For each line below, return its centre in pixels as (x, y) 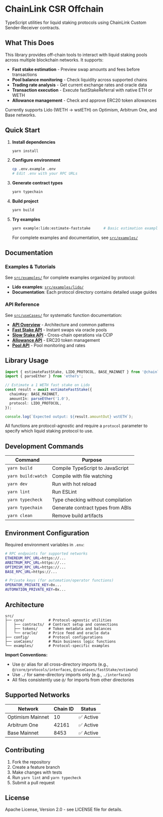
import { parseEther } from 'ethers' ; (44, 376)
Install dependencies (34, 142)
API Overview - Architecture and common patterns (63, 324)
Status (89, 708)
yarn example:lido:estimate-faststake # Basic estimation (77, 228)
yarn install (25, 151)
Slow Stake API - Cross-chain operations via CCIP (62, 335)
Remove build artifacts (77, 516)
